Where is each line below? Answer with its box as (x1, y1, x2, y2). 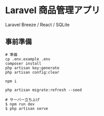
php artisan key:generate (5, 65, 59, 71)
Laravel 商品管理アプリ (5, 5, 100, 16)
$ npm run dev (5, 101, 35, 106)
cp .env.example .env (5, 56, 51, 62)
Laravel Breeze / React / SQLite (5, 21, 70, 28)
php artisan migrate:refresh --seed (5, 87, 82, 92)
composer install (5, 61, 42, 66)
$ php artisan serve (5, 106, 49, 111)
